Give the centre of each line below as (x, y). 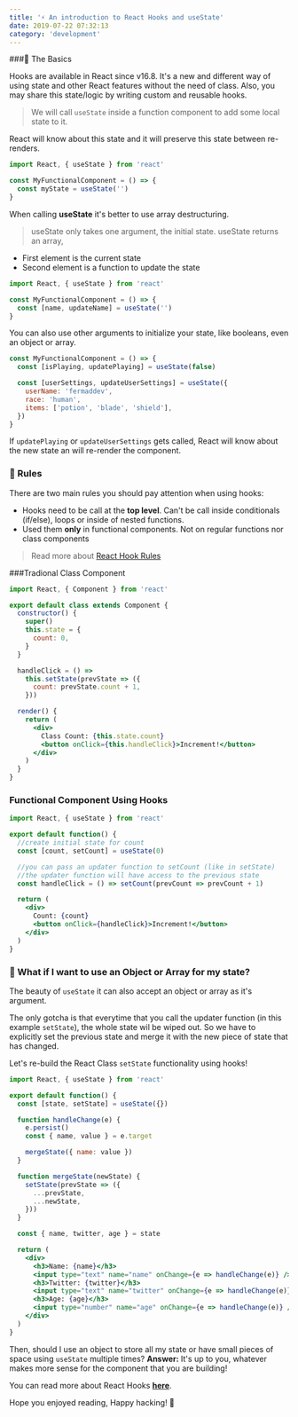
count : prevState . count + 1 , (86, 687)
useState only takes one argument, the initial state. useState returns (155, 231)
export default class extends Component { (89, 605)
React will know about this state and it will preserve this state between (137, 139)
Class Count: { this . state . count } (103, 736)
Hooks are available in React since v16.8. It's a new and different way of (140, 76)
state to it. (49, 122)
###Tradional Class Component (67, 572)
